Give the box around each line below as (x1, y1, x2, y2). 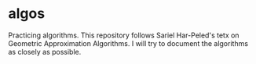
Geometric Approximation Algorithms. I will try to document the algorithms (8, 38, 249, 48)
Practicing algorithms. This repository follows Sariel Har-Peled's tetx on (8, 30, 240, 40)
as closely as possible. (8, 47, 82, 56)
